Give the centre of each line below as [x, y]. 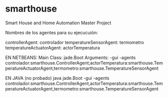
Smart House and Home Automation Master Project [58, 23]
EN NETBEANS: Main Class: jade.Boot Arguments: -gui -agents [70, 57]
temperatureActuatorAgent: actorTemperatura [53, 47]
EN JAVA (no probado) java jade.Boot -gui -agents [57, 78]
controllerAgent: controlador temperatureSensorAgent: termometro [75, 42]
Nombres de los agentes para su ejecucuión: [52, 32]
